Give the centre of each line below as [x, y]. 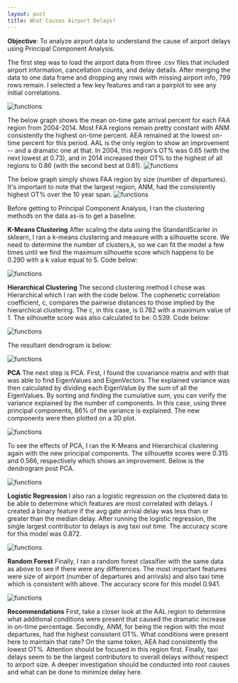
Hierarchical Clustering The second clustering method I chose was [107, 287]
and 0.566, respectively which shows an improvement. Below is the [106, 460]
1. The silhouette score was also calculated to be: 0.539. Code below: [109, 317]
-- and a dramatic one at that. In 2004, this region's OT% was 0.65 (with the [118, 150]
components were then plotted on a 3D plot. [72, 418]
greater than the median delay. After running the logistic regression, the [112, 518]
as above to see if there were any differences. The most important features [117, 568]
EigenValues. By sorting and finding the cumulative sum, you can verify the [117, 395]
